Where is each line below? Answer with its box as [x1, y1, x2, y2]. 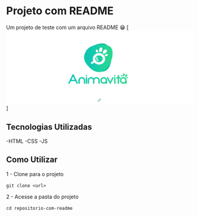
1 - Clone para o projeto [6, 170, 64, 177]
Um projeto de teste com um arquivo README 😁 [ [6, 24, 129, 31]
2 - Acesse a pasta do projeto [6, 193, 79, 200]
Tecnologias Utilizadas [6, 122, 92, 132]
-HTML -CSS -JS [6, 138, 48, 145]
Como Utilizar [6, 155, 58, 165]
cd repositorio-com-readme [6, 205, 73, 211]
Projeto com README [6, 4, 114, 18]
